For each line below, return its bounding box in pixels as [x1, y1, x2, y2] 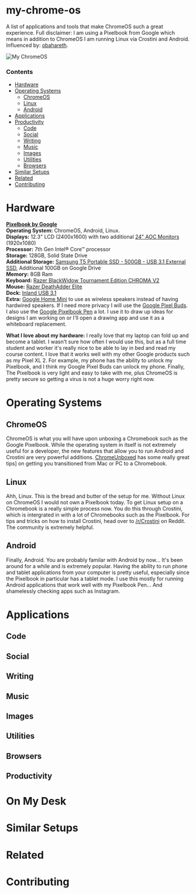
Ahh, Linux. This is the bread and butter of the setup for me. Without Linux [6, 492, 185, 500]
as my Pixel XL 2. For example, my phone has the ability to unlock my [6, 357, 173, 364]
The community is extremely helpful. [6, 524, 95, 531]
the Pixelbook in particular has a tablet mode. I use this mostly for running [6, 575, 184, 582]
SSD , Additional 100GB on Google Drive [6, 265, 101, 272]
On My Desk [6, 795, 67, 808]
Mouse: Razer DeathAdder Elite [6, 283, 82, 291]
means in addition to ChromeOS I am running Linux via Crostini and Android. [6, 35, 190, 42]
